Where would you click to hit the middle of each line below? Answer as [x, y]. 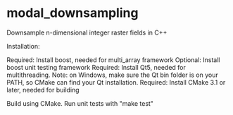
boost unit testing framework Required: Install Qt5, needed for [96, 67]
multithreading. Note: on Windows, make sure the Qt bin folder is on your [113, 75]
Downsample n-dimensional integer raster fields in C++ [87, 32]
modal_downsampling [73, 13]
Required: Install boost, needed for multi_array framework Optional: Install [113, 60]
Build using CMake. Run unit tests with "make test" [80, 103]
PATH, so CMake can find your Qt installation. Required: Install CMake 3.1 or [116, 82]
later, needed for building [43, 90]
